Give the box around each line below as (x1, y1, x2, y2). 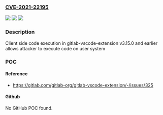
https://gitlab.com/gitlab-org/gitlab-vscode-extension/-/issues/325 (12, 82, 154, 88)
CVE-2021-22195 (5, 4, 49, 11)
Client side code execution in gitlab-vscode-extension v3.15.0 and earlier (5, 40, 158, 46)
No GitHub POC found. (5, 105, 53, 111)
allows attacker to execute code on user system (5, 45, 106, 51)
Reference (5, 71, 28, 77)
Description (5, 28, 35, 36)
